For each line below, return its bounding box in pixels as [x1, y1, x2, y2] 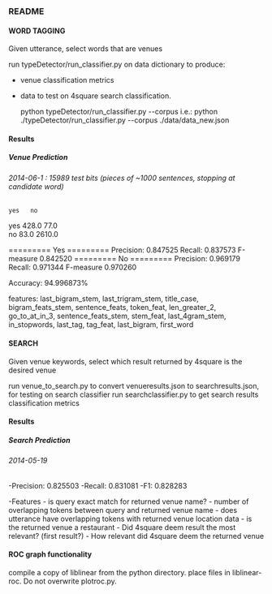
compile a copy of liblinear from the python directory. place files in [8, 567, 231, 577]
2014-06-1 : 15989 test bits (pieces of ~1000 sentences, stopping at [8, 173, 235, 183]
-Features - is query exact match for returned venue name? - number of [8, 497, 249, 506]
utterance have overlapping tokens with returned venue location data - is [8, 514, 253, 523]
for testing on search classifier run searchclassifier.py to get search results [8, 390, 259, 399]
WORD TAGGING [8, 26, 66, 36]
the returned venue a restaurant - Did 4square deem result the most [8, 522, 236, 532]
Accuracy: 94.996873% [8, 278, 89, 288]
